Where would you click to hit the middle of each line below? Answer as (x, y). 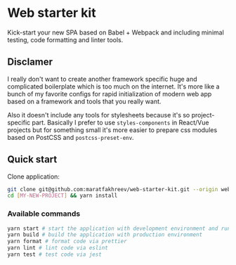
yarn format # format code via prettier (67, 241)
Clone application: (33, 176)
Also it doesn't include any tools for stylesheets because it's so (99, 115)
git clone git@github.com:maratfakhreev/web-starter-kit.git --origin (113, 189)
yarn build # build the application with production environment (105, 235)
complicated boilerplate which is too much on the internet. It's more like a (113, 86)
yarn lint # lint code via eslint (58, 248)
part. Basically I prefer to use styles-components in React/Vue (120, 122)
